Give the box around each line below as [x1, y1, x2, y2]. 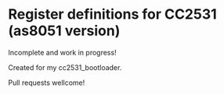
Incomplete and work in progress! [8, 47, 117, 57]
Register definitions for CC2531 [8, 5, 217, 23]
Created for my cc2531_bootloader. [8, 62, 122, 72]
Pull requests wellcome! [8, 78, 85, 87]
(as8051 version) [8, 22, 121, 40]
